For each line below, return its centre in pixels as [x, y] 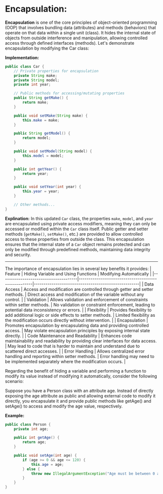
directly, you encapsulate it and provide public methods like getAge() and [78, 401]
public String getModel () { [42, 134]
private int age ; [31, 429]
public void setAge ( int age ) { [45, 456]
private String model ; [37, 80]
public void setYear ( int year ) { [48, 187]
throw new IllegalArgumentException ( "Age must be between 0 [93, 474]
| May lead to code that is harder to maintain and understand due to [73, 346]
